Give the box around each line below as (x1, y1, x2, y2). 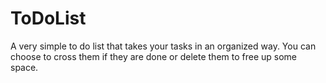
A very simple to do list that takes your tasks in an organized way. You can (10, 40, 317, 52)
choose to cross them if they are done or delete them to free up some (10, 50, 298, 62)
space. (10, 61, 39, 73)
